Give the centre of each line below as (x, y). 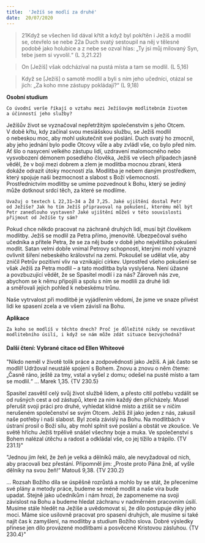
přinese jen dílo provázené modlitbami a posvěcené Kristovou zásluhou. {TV (102, 528)
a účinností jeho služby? (39, 114)
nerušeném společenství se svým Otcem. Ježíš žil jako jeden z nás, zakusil (101, 412)
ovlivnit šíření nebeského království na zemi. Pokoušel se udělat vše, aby (98, 255)
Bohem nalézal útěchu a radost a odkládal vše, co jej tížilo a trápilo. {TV (96, 439)
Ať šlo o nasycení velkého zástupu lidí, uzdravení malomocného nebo (94, 151)
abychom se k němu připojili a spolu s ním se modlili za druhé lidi (88, 281)
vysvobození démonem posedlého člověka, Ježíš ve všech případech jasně (102, 158)
